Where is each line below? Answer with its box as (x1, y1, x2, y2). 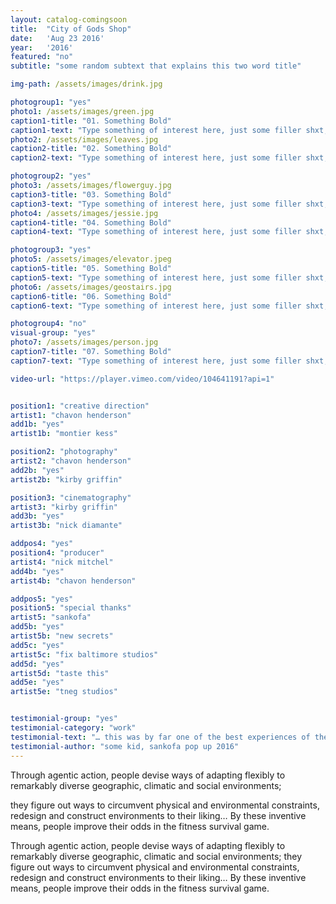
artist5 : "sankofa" (10, 612, 92, 623)
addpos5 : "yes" (10, 594, 74, 604)
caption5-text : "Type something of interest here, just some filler (10, 272, 302, 283)
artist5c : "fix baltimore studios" (10, 649, 159, 660)
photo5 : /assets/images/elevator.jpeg (10, 254, 172, 265)
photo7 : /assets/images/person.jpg (10, 337, 159, 348)
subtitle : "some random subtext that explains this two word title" (10, 61, 302, 71)
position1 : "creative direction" (10, 401, 150, 411)
